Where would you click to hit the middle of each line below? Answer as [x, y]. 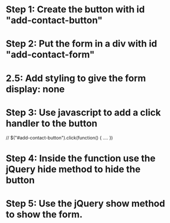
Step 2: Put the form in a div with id [82, 44]
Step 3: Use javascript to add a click [83, 113]
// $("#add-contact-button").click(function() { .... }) [59, 137]
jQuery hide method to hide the [73, 169]
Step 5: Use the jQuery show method [86, 203]
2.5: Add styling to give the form [76, 78]
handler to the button [52, 123]
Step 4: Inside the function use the [81, 158]
